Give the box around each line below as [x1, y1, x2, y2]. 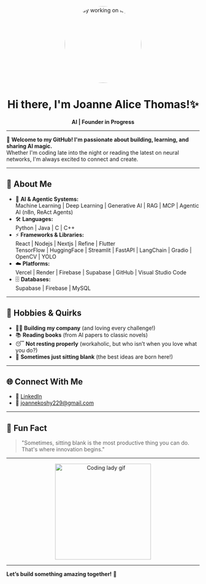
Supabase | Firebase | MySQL [15, 284, 91, 292]
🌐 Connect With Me [6, 376, 83, 387]
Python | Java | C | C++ [15, 224, 75, 232]
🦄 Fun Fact [6, 422, 47, 433]
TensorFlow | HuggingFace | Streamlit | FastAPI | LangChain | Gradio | [15, 246, 192, 254]
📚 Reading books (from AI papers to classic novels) [15, 331, 148, 338]
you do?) [15, 346, 38, 354]
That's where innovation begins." [21, 446, 105, 453]
